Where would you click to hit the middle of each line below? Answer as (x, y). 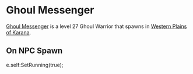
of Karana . (19, 32)
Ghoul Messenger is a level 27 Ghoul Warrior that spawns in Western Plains (96, 26)
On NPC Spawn (34, 51)
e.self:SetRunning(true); (35, 65)
